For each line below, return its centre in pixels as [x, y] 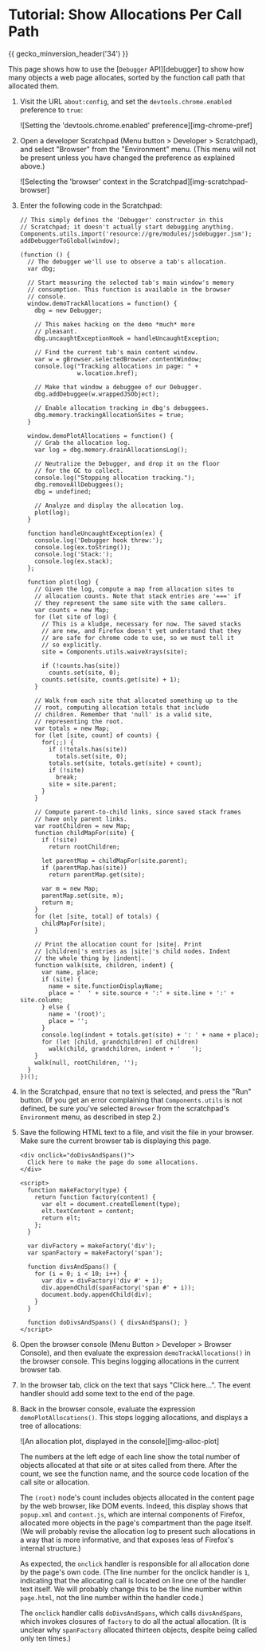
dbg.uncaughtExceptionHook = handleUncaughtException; [127, 338]
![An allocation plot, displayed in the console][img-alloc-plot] [119, 1441]
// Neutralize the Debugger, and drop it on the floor [127, 463]
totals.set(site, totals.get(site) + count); [125, 763]
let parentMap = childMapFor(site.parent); [115, 861]
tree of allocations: [51, 1426]
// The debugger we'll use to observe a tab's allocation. [127, 262]
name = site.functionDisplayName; [106, 986]
